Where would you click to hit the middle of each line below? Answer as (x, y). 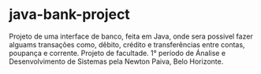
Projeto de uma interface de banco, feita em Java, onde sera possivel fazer (131, 36)
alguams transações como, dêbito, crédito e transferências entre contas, (127, 44)
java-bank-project (70, 15)
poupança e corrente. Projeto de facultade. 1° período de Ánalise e (117, 53)
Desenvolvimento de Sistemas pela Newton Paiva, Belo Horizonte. (116, 61)
